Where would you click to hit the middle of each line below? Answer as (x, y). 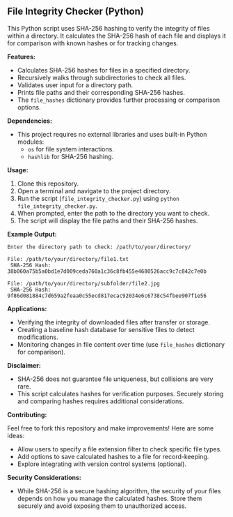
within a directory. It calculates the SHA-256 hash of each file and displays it (116, 36)
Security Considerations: (45, 477)
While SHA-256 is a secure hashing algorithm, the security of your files (119, 490)
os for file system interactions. (71, 149)
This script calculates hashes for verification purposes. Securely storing (120, 394)
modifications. (38, 337)
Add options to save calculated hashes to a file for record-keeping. (113, 456)
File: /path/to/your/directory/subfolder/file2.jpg (83, 283)
